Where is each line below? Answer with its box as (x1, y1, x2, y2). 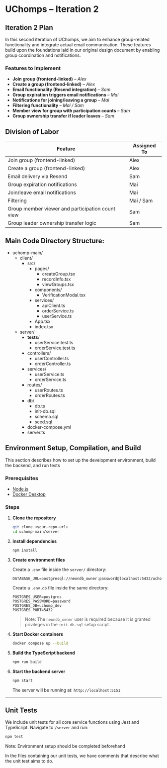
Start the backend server (12, 668, 66, 674)
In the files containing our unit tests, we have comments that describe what (5, 753, 159, 759)
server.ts (27, 429, 46, 435)
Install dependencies (12, 538, 57, 544)
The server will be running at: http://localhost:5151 (12, 687, 121, 693)
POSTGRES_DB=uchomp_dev (12, 603, 62, 608)
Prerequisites (5, 475, 38, 481)
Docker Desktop (12, 491, 46, 497)
